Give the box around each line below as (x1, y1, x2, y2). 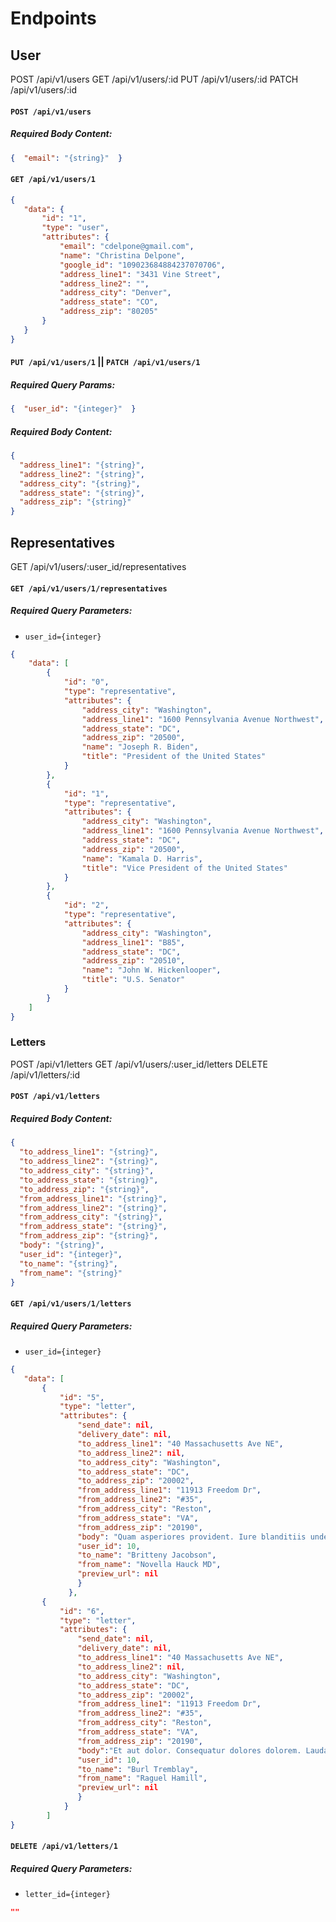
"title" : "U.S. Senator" (81, 975, 186, 985)
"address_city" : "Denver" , (59, 288, 172, 298)
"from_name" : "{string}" (19, 1268, 123, 1278)
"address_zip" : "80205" (59, 307, 159, 317)
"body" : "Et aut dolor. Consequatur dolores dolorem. (77, 1745, 302, 1756)
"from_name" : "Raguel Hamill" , (77, 1773, 208, 1784)
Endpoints (10, 7, 97, 30)
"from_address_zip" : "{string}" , (19, 1231, 159, 1241)
